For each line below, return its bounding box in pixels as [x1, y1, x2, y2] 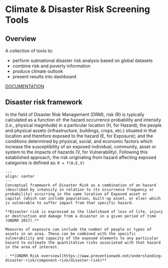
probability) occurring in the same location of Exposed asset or [5, 191, 147, 196]
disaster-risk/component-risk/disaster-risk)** [5, 257, 107, 263]
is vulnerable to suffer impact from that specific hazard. [5, 200, 134, 205]
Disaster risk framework [5, 98, 83, 106]
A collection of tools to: [5, 48, 53, 53]
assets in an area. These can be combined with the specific [5, 231, 136, 236]
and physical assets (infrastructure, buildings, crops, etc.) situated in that [5, 127, 157, 133]
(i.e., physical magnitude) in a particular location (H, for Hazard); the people [5, 122, 162, 128]
